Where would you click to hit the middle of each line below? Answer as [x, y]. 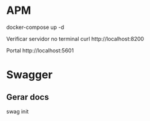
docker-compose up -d [35, 27]
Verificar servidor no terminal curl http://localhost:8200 [75, 39]
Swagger [29, 75]
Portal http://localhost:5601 [40, 50]
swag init [18, 111]
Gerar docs [28, 97]
